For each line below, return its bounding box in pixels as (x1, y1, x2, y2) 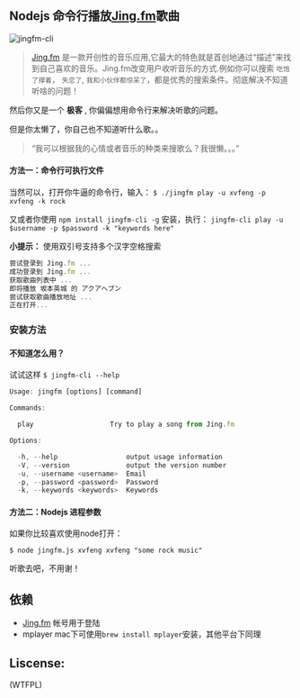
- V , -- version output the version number (17, 460, 227, 470)
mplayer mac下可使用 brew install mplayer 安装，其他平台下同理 (22, 629, 261, 639)
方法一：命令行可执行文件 (9, 165, 104, 176)
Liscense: (9, 656, 66, 671)
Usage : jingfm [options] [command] (9, 387, 143, 396)
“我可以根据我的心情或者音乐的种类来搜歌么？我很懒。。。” (31, 142, 240, 153)
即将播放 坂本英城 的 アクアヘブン (9, 284, 122, 293)
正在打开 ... (9, 301, 49, 310)
